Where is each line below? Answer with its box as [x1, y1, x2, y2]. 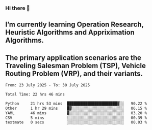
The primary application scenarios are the [5, 53, 141, 62]
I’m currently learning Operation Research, [5, 20, 144, 29]
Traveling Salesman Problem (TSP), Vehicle [5, 61, 146, 70]
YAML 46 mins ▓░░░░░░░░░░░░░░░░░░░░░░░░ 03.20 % [5, 110, 147, 116]
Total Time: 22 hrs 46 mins [5, 92, 65, 97]
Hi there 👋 [5, 5, 31, 12]
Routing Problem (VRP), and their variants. [5, 69, 143, 78]
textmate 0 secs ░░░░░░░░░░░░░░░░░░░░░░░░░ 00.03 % [5, 120, 147, 125]
